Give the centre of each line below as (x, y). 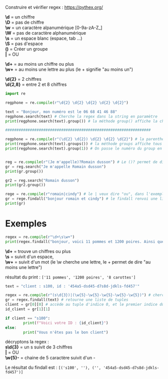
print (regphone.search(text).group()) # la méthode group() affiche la (81, 121)
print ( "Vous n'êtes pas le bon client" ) (66, 332)
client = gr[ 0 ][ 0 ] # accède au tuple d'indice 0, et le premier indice (81, 305)
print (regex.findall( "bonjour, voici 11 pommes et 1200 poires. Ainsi (80, 241)
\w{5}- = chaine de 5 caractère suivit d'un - (50, 358)
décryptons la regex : (27, 342)
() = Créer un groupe (27, 49)
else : (11, 328)
